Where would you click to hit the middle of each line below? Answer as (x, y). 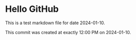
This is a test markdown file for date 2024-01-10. (55, 23)
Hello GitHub (32, 9)
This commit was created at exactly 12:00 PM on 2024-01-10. (68, 32)
